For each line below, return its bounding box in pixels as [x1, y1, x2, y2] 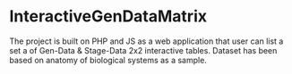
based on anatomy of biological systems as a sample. [9, 54, 208, 65]
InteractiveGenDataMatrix [9, 6, 208, 27]
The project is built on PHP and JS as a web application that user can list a [9, 36, 284, 46]
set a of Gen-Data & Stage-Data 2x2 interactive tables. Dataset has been [9, 45, 278, 55]
